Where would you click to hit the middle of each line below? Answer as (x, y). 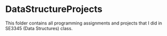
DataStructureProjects (54, 9)
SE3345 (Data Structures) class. (39, 28)
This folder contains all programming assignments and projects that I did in (84, 23)
